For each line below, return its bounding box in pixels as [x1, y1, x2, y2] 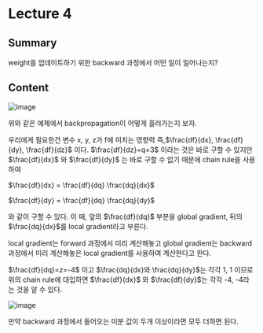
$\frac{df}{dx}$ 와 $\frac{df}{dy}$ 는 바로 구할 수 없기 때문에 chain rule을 [8, 154, 241, 164]
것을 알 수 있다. [16, 284, 63, 294]
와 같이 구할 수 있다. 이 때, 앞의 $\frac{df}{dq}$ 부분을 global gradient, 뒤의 [8, 212, 243, 221]
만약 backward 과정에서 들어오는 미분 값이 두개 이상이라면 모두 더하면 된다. [8, 316, 239, 326]
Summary [8, 36, 57, 50]
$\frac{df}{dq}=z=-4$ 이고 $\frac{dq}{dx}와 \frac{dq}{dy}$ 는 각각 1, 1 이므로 [8, 265, 254, 274]
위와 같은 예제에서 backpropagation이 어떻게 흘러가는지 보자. [8, 118, 198, 128]
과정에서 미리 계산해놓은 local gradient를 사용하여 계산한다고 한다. [8, 248, 212, 257]
